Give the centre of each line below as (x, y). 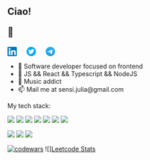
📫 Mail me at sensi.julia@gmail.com (71, 90)
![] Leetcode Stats (70, 149)
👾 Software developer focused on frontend (80, 66)
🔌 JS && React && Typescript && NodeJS (77, 74)
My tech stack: (29, 106)
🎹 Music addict (39, 82)
